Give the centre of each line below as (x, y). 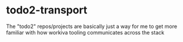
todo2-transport (47, 10)
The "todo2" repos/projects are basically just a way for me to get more (92, 26)
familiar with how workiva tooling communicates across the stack (85, 32)
